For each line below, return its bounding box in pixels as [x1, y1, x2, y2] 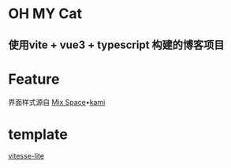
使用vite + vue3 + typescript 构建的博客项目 [8, 38, 225, 51]
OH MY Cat [8, 5, 83, 23]
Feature [8, 70, 60, 88]
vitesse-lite [8, 151, 45, 161]
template [8, 125, 69, 143]
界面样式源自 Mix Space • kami [8, 97, 106, 106]
